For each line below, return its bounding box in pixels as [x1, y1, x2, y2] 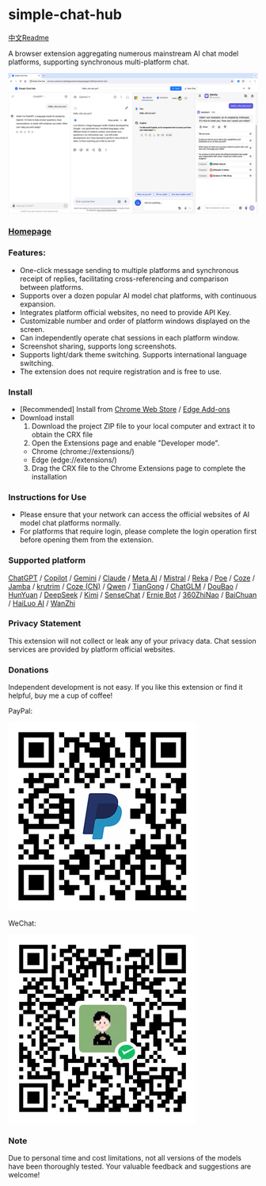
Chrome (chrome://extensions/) [31, 446, 135, 456]
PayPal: [8, 707, 33, 716]
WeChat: [8, 918, 37, 928]
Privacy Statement [8, 618, 82, 629]
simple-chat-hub [8, 6, 123, 24]
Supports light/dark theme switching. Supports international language [19, 349, 248, 359]
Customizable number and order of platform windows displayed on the [19, 316, 251, 325]
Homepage [8, 226, 51, 237]
